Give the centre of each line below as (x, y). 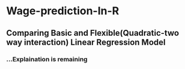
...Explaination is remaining (47, 59)
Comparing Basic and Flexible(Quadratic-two (92, 33)
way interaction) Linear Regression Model (86, 42)
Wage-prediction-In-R (63, 11)
